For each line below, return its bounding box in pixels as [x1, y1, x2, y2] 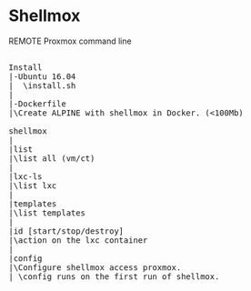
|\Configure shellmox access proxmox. [8, 262, 182, 273]
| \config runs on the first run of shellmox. [8, 271, 220, 282]
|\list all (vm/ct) [8, 153, 95, 164]
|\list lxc [8, 180, 57, 191]
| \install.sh [8, 80, 76, 91]
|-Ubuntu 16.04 [8, 71, 76, 82]
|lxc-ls [8, 171, 43, 182]
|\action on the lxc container [8, 235, 148, 246]
